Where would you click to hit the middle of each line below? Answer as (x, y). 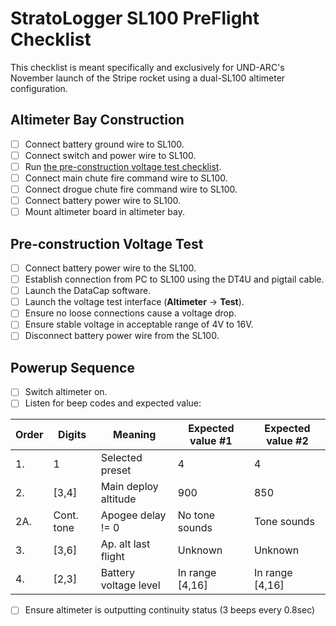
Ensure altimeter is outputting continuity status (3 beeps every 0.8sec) (170, 610)
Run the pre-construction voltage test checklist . (123, 166)
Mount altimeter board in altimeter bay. (104, 212)
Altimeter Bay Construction (97, 120)
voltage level (130, 585)
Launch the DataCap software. (88, 291)
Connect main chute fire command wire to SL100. (126, 178)
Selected (121, 458)
